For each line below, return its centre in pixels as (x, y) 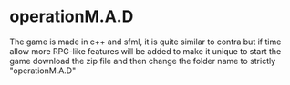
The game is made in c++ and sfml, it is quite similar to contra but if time (145, 42)
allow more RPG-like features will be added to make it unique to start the (145, 51)
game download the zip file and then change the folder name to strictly (143, 61)
